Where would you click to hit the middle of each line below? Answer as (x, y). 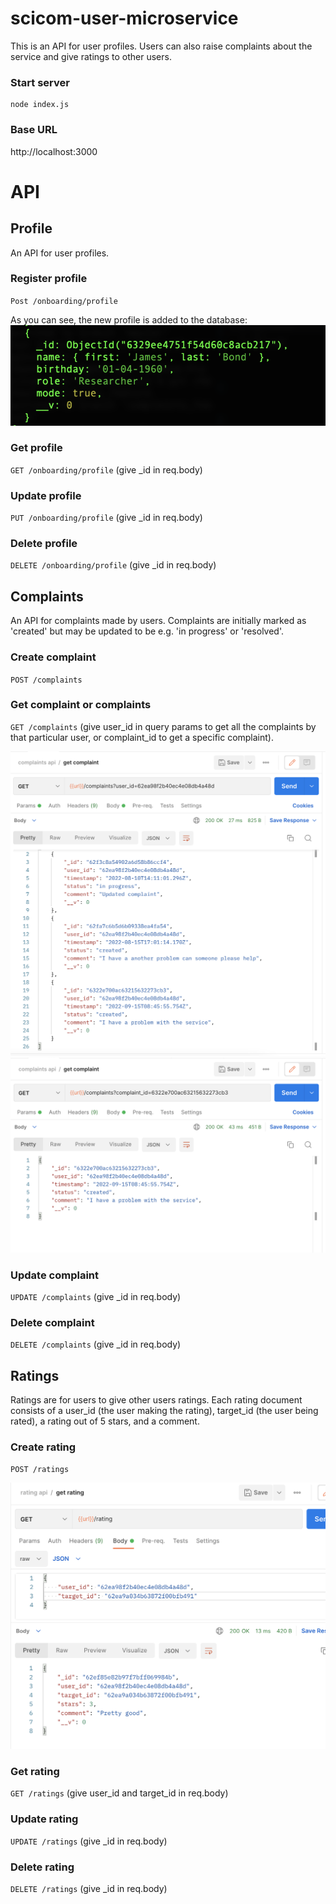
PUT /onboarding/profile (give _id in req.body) (106, 518)
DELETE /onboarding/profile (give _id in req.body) (113, 565)
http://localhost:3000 (54, 151)
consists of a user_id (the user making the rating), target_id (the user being (164, 1411)
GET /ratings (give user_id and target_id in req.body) (119, 1793)
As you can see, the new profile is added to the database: (129, 319)
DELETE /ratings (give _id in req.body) (89, 1888)
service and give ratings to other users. (91, 56)
